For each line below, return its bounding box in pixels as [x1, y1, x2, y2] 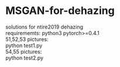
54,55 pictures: [5, 48, 42, 55]
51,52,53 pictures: [5, 36, 49, 43]
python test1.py [5, 42, 43, 49]
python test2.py [5, 54, 44, 61]
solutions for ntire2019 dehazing [5, 23, 83, 30]
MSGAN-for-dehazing [5, 4, 115, 17]
